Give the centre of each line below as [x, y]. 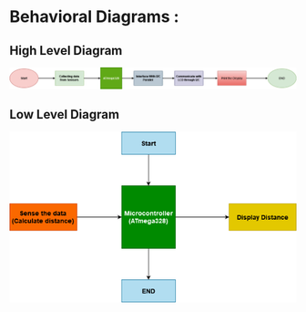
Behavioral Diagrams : [94, 17]
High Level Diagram [66, 51]
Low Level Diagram [65, 114]
